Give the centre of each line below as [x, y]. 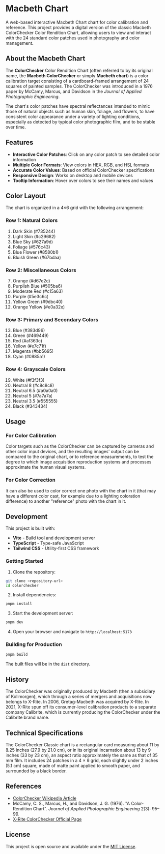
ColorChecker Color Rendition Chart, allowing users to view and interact [78, 32]
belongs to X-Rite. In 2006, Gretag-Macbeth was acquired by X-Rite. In [77, 702]
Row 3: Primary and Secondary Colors [52, 319]
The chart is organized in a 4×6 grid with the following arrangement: [75, 208]
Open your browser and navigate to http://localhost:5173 [72, 632]
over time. [16, 127]
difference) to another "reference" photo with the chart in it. [66, 501]
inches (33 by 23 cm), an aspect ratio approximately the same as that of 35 [82, 755]
